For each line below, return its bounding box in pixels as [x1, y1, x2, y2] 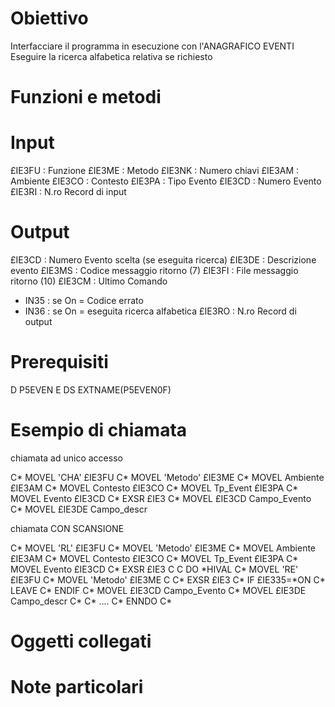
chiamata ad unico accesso [10, 452, 123, 464]
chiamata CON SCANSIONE [10, 522, 125, 534]
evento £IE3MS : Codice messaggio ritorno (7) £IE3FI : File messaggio [10, 265, 299, 276]
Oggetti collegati [10, 630, 152, 653]
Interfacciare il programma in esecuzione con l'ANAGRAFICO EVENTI [10, 40, 295, 52]
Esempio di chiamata [10, 419, 188, 442]
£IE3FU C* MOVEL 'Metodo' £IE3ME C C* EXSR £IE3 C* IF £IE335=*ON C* [10, 573, 326, 586]
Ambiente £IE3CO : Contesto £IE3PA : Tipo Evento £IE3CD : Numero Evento [10, 175, 322, 187]
